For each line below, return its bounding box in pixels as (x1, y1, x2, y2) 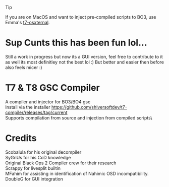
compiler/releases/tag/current (5, 109, 68, 115)
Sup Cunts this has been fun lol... (5, 37, 147, 48)
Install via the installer (5, 104, 50, 110)
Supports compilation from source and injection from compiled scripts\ (5, 114, 152, 120)
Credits (5, 133, 37, 144)
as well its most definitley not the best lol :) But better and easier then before (5, 59, 164, 65)
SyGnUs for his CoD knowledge (5, 154, 71, 160)
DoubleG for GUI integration (5, 176, 63, 182)
